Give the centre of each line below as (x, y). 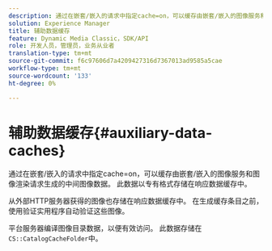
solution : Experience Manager (59, 23)
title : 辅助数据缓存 (39, 31)
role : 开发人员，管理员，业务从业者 (62, 46)
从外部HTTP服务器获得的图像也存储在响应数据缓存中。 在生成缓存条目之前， (136, 201)
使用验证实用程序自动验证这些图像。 (69, 211)
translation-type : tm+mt (50, 53)
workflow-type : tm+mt (45, 69)
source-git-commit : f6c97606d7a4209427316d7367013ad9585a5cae (115, 61)
